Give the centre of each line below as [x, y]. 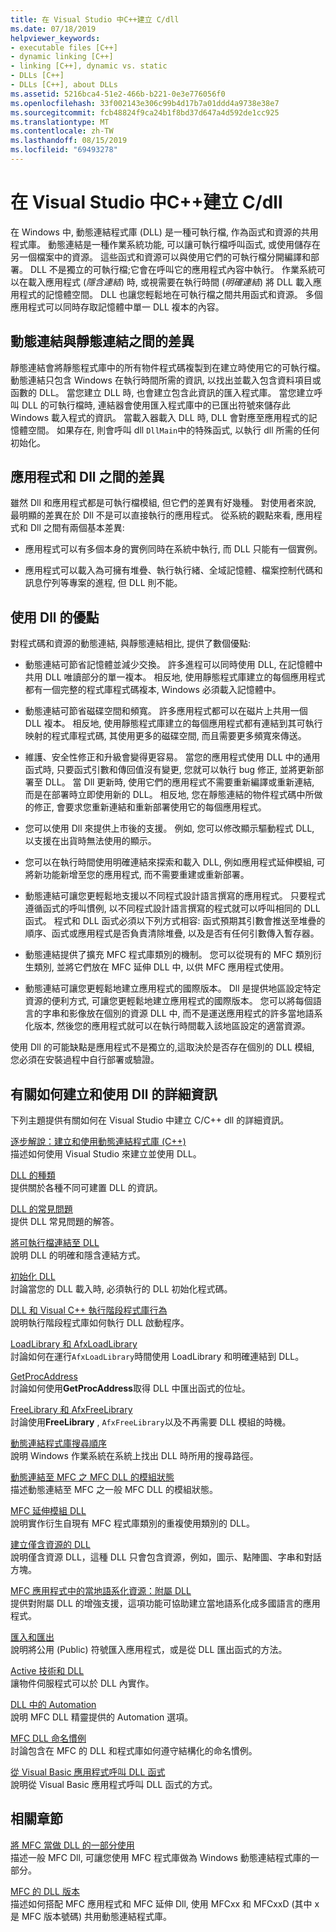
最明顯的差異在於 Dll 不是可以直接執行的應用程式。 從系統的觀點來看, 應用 [162, 515]
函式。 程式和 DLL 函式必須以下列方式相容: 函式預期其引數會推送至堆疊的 [175, 921]
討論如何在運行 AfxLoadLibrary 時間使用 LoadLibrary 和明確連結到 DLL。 [157, 1357]
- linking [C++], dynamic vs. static [89, 66]
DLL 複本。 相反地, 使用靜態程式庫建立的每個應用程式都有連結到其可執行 [173, 723]
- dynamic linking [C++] [62, 57]
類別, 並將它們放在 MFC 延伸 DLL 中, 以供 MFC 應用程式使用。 [161, 967]
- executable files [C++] [64, 47]
